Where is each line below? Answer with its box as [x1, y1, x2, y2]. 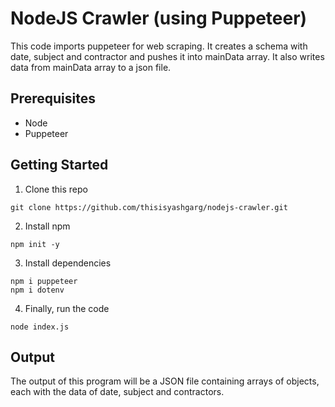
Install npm [24, 220, 71, 232]
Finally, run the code [24, 302, 110, 314]
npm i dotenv [10, 285, 65, 295]
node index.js [10, 322, 70, 332]
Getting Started [10, 157, 109, 174]
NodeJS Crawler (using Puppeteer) [10, 7, 308, 30]
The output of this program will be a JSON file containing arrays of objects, [10, 375, 320, 387]
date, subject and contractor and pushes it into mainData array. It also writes [10, 50, 325, 62]
